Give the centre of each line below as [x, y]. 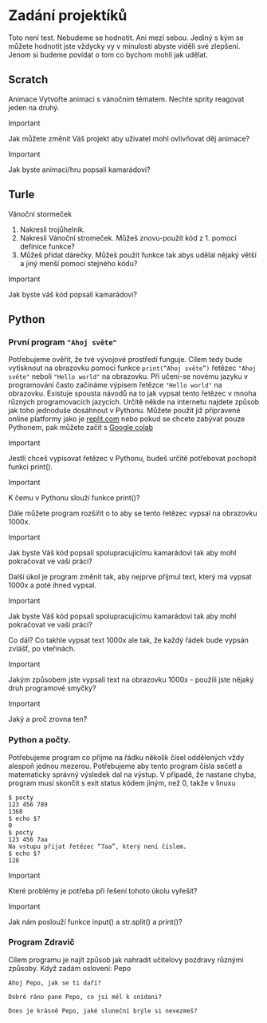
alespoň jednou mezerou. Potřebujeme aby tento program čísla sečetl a [126, 766]
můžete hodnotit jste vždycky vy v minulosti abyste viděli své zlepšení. [124, 46]
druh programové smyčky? [52, 688]
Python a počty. [40, 740]
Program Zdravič [41, 942]
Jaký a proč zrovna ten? [48, 719]
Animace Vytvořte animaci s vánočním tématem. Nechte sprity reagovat [126, 99]
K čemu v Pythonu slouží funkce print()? [74, 498]
